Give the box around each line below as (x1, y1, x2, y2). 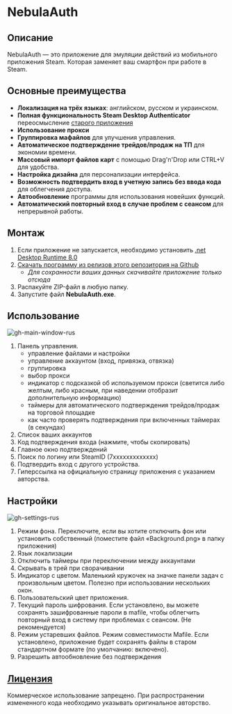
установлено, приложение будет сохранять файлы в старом (17, 638, 197, 647)
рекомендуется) (17, 623, 66, 631)
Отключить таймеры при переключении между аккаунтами (17, 557, 196, 565)
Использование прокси (17, 126, 90, 134)
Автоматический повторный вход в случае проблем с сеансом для (17, 200, 224, 208)
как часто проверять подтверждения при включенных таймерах (27, 416, 220, 424)
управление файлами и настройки (27, 349, 130, 358)
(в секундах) (27, 423, 66, 432)
